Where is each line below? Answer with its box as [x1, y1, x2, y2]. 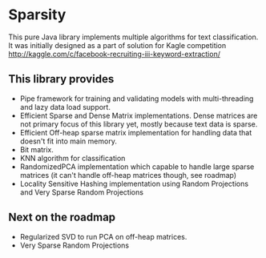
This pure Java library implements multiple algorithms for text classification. [8, 32, 259, 42]
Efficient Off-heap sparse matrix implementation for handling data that [19, 127, 252, 137]
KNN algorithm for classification [19, 153, 126, 163]
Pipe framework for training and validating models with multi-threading [19, 94, 254, 103]
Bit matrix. [19, 144, 54, 154]
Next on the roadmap [8, 211, 116, 224]
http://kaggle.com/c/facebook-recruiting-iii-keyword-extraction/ [8, 49, 220, 58]
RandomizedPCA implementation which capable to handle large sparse [19, 162, 255, 171]
